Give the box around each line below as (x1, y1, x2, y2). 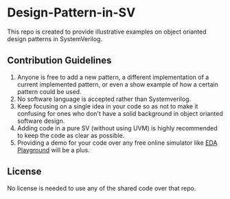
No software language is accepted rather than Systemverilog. (16, 95, 191, 103)
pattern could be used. (16, 87, 82, 95)
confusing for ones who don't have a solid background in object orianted (16, 109, 223, 117)
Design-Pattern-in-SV (7, 5, 136, 21)
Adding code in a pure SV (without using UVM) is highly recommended (16, 124, 218, 132)
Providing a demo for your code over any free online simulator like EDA (16, 139, 218, 147)
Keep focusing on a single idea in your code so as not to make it (16, 102, 198, 110)
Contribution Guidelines (7, 55, 112, 67)
